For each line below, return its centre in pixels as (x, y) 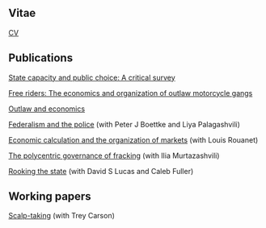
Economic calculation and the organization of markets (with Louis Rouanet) (133, 139)
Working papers (50, 197)
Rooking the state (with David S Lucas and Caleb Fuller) (101, 171)
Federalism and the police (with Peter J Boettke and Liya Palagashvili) (125, 124)
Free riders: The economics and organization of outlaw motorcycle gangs (131, 93)
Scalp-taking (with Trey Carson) (62, 216)
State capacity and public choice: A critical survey (92, 77)
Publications (41, 58)
